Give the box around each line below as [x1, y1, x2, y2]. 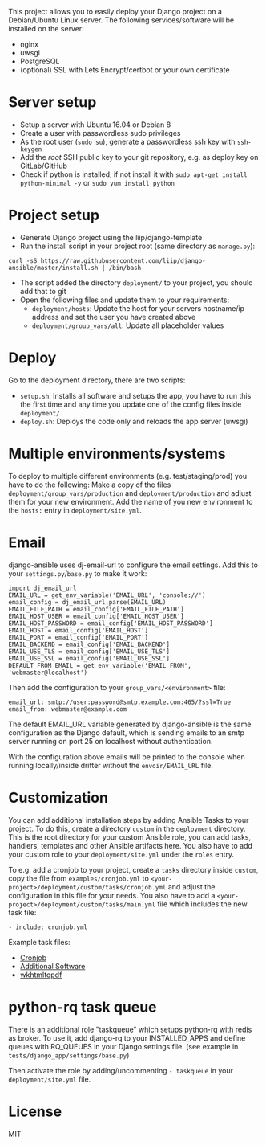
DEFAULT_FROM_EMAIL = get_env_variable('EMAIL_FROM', [8, 661, 192, 669]
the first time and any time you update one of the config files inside [19, 399, 242, 409]
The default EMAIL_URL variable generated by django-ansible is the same [8, 719, 252, 729]
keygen [19, 145, 42, 153]
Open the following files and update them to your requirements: [19, 295, 230, 305]
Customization [8, 788, 108, 807]
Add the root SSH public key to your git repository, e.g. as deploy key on [19, 152, 259, 162]
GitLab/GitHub [19, 161, 68, 170]
